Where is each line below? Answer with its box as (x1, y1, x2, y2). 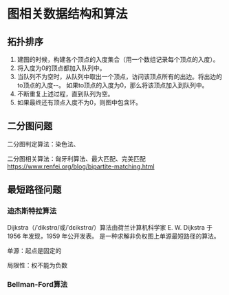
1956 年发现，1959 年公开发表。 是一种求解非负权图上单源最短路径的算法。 (7, 232, 220, 240)
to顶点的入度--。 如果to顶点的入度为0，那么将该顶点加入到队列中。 (17, 81, 208, 89)
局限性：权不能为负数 (7, 261, 67, 269)
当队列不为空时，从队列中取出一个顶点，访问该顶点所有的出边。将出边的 (17, 73, 222, 80)
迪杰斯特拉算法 (7, 206, 57, 216)
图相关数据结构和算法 (7, 6, 129, 22)
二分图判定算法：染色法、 (7, 140, 80, 148)
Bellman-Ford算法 (7, 280, 68, 289)
